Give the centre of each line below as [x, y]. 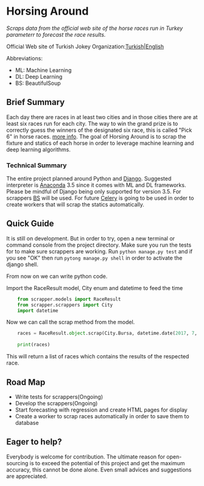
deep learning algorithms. [39, 149]
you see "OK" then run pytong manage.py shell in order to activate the [94, 258]
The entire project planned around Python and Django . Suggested [89, 179]
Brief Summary [36, 102]
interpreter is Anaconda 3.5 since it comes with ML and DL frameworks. [96, 185]
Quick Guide [30, 224]
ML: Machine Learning [43, 70]
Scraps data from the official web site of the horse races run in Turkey [95, 28]
